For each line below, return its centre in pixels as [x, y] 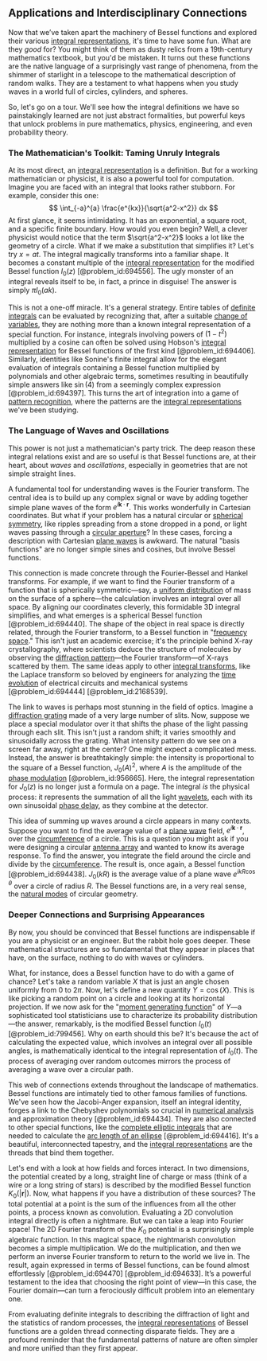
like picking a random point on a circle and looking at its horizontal [116, 998]
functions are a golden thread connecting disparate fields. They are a [122, 1331]
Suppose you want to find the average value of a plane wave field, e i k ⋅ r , [126, 829]
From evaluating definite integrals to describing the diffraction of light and [129, 1314]
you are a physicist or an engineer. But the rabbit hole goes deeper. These [130, 940]
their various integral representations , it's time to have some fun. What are [130, 41]
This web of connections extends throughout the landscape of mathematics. [133, 1085]
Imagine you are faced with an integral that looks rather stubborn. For [122, 187]
